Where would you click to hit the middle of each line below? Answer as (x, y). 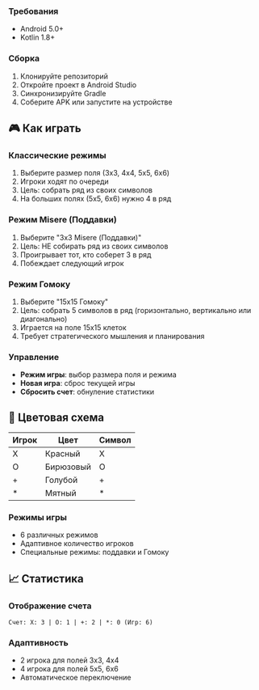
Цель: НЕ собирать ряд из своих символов (94, 246)
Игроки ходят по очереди (64, 182)
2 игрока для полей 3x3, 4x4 (69, 660)
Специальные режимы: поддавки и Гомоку (94, 552)
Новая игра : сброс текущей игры (77, 383)
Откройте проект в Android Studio (78, 85)
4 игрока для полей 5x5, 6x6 (69, 669)
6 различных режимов (59, 535)
